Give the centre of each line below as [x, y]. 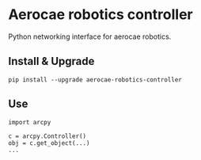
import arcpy [30, 122]
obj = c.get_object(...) [49, 143]
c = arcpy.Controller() [47, 136]
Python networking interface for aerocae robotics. [90, 36]
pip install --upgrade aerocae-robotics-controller [95, 80]
